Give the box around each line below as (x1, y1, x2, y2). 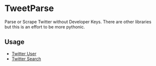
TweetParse (4, 3, 54, 14)
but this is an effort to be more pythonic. (4, 24, 86, 29)
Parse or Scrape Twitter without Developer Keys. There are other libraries (4, 19, 152, 25)
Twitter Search (11, 56, 41, 62)
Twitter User (11, 51, 37, 56)
